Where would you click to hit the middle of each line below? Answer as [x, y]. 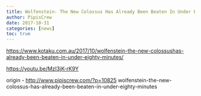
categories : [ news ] [31, 28]
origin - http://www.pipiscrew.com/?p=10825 [61, 80]
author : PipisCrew [29, 17]
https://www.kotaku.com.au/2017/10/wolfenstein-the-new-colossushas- [95, 51]
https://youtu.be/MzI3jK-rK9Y [42, 69]
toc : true [19, 34]
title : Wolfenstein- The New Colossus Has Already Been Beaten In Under [99, 12]
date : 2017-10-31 [28, 23]
